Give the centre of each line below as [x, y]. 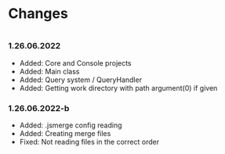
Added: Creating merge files [65, 134]
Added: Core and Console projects [75, 63]
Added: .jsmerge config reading [71, 125]
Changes [38, 14]
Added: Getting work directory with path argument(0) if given [118, 88]
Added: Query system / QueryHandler [81, 80]
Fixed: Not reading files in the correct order [89, 142]
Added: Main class [49, 71]
